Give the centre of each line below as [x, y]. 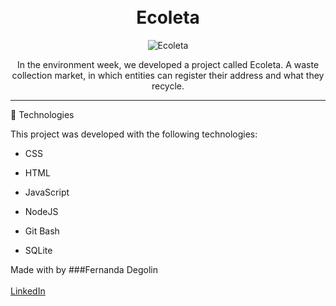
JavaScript [47, 192]
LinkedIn [28, 291]
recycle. [168, 86]
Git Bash [42, 231]
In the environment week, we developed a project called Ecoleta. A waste [168, 64]
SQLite [38, 250]
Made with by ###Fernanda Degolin [84, 269]
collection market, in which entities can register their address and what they [168, 75]
